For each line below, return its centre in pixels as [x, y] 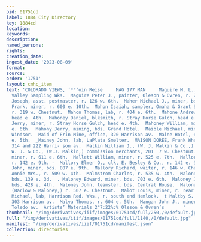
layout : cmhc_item [29, 85]
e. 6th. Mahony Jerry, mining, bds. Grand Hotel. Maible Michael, [99, 129]
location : [19, 29]
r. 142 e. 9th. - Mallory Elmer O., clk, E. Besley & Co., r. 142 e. [101, 163]
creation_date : [25, 56]
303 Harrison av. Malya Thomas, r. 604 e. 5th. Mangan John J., [96, 202]
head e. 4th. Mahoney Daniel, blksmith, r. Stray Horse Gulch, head [100, 118]
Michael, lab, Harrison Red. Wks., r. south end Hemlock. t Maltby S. [103, 196]
